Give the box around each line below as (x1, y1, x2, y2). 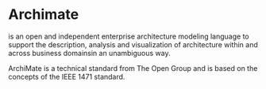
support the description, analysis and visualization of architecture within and (8, 39, 258, 49)
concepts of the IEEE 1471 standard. (8, 72, 125, 81)
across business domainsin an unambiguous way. (8, 48, 171, 57)
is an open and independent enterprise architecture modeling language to (8, 32, 249, 41)
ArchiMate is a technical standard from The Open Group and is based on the (8, 63, 258, 72)
